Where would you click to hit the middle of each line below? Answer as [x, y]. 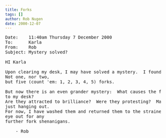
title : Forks [19, 10]
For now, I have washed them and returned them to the [73, 112]
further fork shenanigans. [38, 121]
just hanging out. [27, 107]
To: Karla [23, 42]
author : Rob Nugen [24, 19]
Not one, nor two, [27, 77]
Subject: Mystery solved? [37, 52]
